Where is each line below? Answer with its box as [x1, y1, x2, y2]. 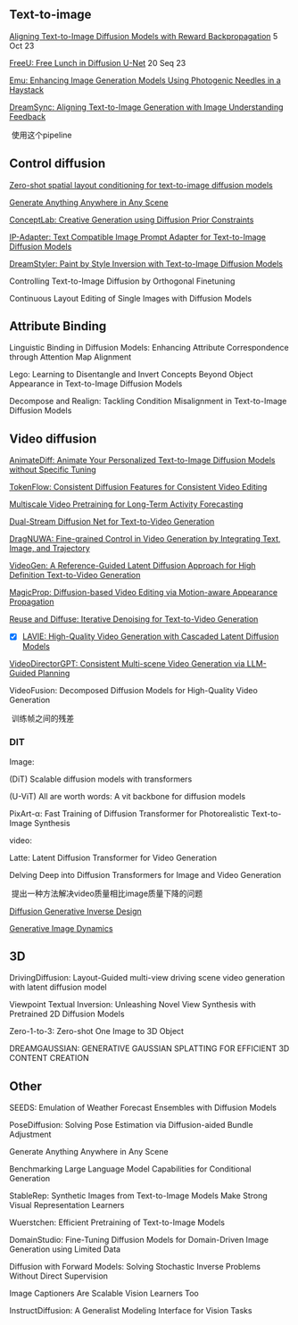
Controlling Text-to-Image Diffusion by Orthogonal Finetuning [9, 276, 236, 286]
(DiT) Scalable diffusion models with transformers [9, 774, 193, 784]
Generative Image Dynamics [9, 923, 113, 933]
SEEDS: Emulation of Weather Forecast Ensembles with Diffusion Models [9, 1102, 277, 1114]
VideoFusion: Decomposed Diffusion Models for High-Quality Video [9, 685, 259, 696]
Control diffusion [9, 156, 106, 171]
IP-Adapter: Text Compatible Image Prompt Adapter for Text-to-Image [9, 231, 266, 242]
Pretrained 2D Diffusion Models [9, 1008, 125, 1020]
